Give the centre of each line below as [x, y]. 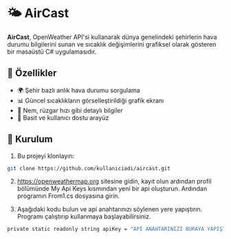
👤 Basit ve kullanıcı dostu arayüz [63, 117]
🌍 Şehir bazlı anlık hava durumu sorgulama [78, 90]
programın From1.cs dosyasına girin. [68, 196]
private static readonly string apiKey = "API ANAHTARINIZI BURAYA [106, 229]
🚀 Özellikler [32, 73]
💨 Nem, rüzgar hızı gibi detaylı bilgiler [70, 110]
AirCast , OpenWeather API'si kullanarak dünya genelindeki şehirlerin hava [112, 37]
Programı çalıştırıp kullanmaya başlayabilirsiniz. [84, 216]
